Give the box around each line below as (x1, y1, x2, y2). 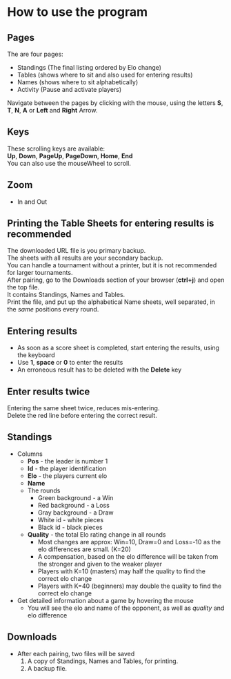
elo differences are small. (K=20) (37, 545, 131, 553)
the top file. (7, 283, 40, 291)
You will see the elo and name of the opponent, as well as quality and (27, 604, 225, 612)
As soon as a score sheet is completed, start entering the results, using (17, 343, 219, 352)
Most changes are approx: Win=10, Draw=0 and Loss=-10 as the (37, 537, 221, 546)
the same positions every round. (7, 305, 99, 314)
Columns (17, 450, 43, 458)
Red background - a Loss (37, 501, 110, 509)
